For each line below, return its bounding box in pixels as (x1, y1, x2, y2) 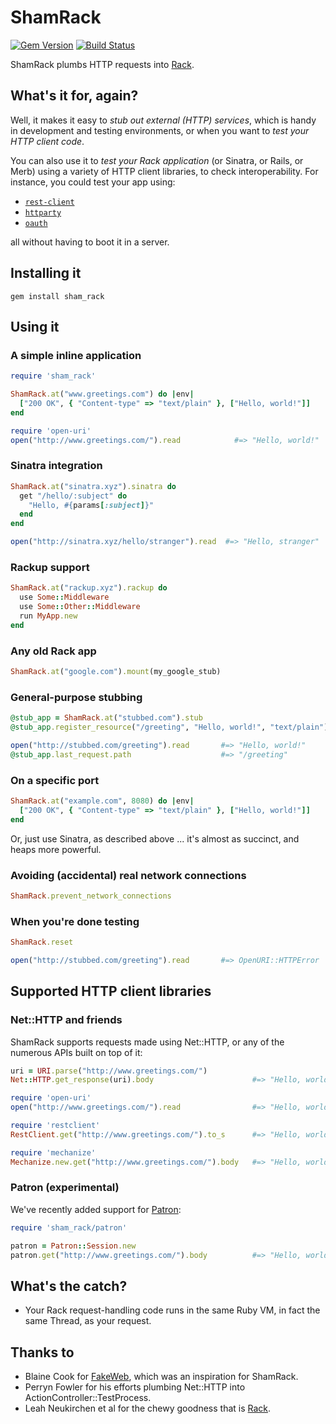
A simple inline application (10, 348, 142, 362)
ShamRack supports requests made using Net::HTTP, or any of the (10, 1036, 285, 1048)
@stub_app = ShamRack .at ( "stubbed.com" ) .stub (10, 713, 203, 723)
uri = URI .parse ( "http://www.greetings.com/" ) (10, 1066, 208, 1076)
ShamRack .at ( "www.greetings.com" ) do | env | (10, 389, 195, 400)
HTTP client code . (10, 135, 85, 147)
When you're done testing (10, 914, 140, 928)
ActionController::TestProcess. (24, 1392, 152, 1404)
